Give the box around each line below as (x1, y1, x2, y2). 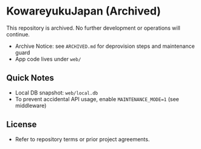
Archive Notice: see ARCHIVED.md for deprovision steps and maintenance (15, 42, 196, 50)
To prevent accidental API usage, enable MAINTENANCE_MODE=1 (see (15, 95, 179, 102)
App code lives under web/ (15, 55, 81, 62)
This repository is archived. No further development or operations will (6, 24, 181, 31)
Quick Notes (6, 73, 55, 83)
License (6, 119, 37, 130)
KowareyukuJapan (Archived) (6, 4, 161, 18)
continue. (6, 30, 30, 38)
